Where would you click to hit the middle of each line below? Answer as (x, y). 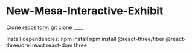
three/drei (19, 45)
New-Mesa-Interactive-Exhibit (85, 11)
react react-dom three (60, 45)
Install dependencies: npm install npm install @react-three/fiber (85, 39)
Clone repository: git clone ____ (45, 27)
